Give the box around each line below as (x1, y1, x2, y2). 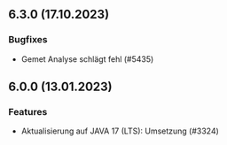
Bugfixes (8, 34, 48, 46)
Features (8, 106, 48, 118)
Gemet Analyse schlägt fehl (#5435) (20, 53, 154, 65)
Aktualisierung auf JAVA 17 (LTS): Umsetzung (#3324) (20, 126, 219, 136)
